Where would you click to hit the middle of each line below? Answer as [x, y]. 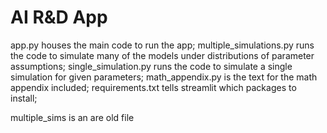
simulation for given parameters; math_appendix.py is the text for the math [164, 77]
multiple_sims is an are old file [72, 117]
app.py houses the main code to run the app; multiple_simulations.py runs [162, 45]
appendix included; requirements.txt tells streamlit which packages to [153, 87]
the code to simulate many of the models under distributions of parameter [162, 55]
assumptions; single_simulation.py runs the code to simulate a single [151, 66]
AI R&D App [59, 17]
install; [24, 98]
